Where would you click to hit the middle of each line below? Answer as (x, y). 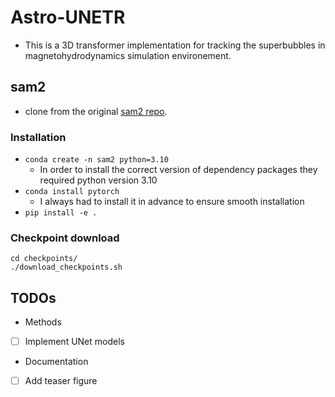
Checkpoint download (65, 238)
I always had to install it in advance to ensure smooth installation (172, 202)
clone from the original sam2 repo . (96, 111)
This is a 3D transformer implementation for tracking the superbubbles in (175, 45)
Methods (43, 322)
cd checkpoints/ (44, 259)
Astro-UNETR (68, 17)
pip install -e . (61, 213)
